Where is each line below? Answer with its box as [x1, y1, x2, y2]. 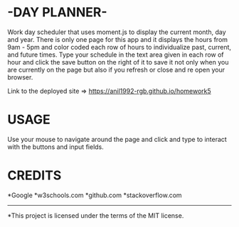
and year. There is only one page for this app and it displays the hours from [7, 35, 228, 43]
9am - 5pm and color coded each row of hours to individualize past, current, [7, 43, 232, 51]
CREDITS [7, 167, 62, 184]
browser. [7, 72, 33, 82]
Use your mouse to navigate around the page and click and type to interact [7, 135, 228, 143]
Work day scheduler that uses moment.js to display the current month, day [7, 28, 226, 36]
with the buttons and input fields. [7, 143, 105, 151]
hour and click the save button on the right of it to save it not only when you [7, 57, 229, 66]
